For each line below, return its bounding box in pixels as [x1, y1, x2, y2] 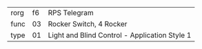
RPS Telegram [48, 8, 94, 17]
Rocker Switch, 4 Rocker [48, 19, 128, 28]
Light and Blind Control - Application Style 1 [48, 30, 192, 40]
